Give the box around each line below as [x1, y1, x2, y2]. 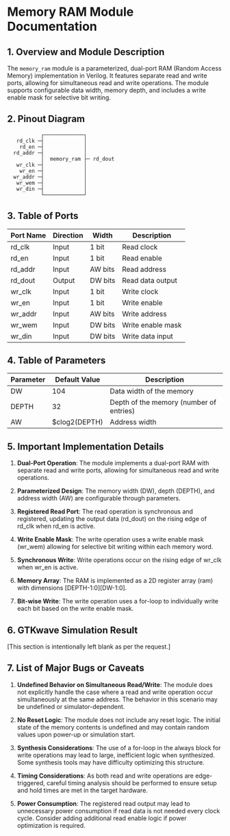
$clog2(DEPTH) [51, 417, 104, 427]
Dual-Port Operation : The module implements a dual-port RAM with [16, 459, 209, 467]
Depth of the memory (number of [110, 397, 217, 407]
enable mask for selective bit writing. [7, 93, 112, 102]
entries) [110, 406, 136, 416]
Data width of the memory [110, 386, 194, 396]
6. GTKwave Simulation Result [7, 624, 138, 636]
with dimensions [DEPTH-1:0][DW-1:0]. [16, 584, 127, 592]
